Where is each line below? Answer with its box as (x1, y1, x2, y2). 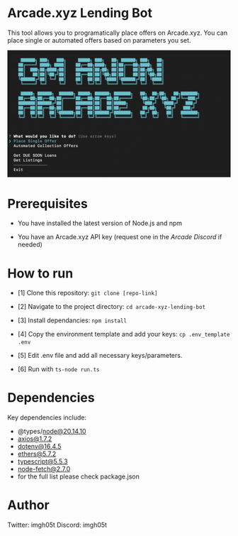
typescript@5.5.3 (17, 457, 69, 466)
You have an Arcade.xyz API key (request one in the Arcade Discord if (17, 233, 222, 241)
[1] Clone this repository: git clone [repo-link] (17, 289, 158, 297)
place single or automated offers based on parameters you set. (7, 35, 191, 44)
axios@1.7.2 (17, 434, 52, 443)
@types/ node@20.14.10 (17, 427, 86, 436)
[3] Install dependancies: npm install (17, 316, 127, 324)
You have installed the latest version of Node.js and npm (17, 219, 183, 228)
